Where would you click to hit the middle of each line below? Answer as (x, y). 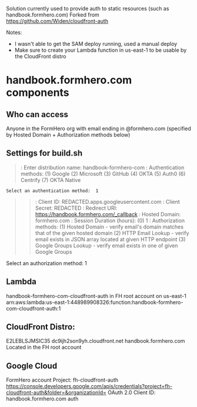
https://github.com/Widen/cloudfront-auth (57, 21)
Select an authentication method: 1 (52, 191)
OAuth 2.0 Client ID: (132, 393)
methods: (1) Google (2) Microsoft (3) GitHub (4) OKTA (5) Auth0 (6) (103, 174)
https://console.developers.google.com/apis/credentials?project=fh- (89, 386)
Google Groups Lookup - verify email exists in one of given (106, 245)
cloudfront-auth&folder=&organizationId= (56, 393)
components (38, 93)
